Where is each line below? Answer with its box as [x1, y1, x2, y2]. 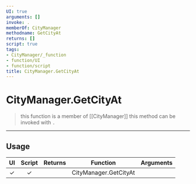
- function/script [6, 63, 51, 69]
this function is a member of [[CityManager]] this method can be [20, 113, 176, 120]
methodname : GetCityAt [6, 30, 61, 36]
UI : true [6, 8, 27, 15]
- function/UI [6, 57, 41, 63]
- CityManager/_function [6, 52, 66, 58]
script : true [6, 41, 38, 47]
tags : [6, 47, 19, 53]
